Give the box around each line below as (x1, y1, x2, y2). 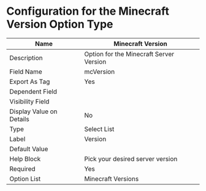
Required (9, 164, 36, 173)
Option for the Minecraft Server (84, 50, 175, 58)
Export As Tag (9, 77, 50, 86)
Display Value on (9, 107, 58, 116)
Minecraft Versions (84, 174, 139, 183)
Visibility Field (9, 97, 50, 105)
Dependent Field (9, 87, 57, 95)
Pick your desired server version (84, 154, 178, 163)
